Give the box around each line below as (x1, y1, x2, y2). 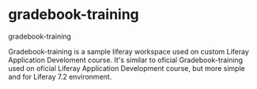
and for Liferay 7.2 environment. (8, 72, 112, 81)
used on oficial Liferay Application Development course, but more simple (8, 63, 245, 72)
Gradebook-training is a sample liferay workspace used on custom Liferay (8, 46, 249, 56)
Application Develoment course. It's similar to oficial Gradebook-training (8, 55, 244, 65)
